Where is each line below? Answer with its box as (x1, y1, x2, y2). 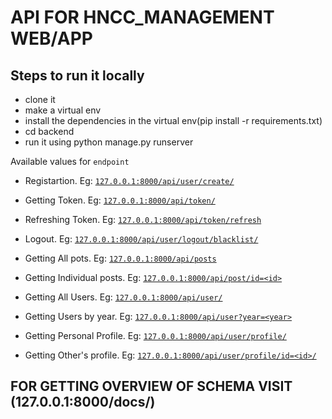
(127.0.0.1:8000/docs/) (10, 394, 156, 411)
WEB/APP (10, 27, 93, 50)
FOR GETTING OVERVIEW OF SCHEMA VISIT (10, 378, 293, 395)
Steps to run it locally (10, 67, 145, 84)
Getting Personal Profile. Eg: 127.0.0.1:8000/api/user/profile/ (24, 330, 287, 341)
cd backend (24, 126, 75, 137)
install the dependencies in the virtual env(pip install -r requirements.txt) (24, 115, 323, 126)
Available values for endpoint (10, 156, 130, 167)
